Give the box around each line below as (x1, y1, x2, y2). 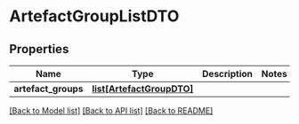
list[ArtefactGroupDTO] (92, 82, 194, 95)
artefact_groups (13, 82, 84, 95)
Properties (9, 42, 69, 57)
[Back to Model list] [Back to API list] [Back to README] (9, 105, 214, 116)
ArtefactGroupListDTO (9, 6, 180, 27)
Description (201, 68, 254, 80)
